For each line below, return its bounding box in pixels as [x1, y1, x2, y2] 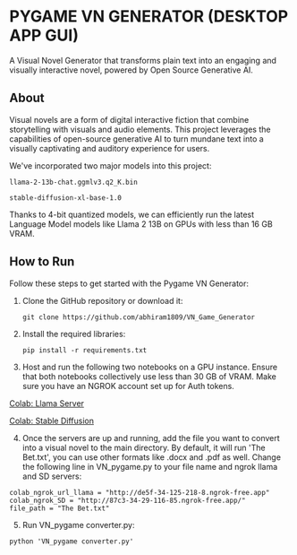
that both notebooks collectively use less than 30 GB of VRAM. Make [21, 370, 277, 382]
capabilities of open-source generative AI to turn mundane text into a [9, 133, 264, 144]
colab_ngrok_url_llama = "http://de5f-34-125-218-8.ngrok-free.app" [9, 488, 270, 497]
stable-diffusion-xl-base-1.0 [9, 193, 123, 203]
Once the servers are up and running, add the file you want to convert [21, 432, 280, 443]
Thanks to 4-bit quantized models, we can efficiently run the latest [9, 209, 255, 220]
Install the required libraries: [21, 328, 126, 339]
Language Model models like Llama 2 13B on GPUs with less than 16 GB [9, 218, 273, 230]
